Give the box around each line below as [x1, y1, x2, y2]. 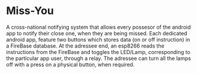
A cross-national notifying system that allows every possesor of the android [6, 23, 191, 31]
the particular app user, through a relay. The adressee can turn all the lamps [6, 55, 191, 62]
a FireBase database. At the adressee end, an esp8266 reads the [6, 42, 164, 49]
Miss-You [6, 4, 54, 18]
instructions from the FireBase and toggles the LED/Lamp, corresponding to [6, 48, 190, 55]
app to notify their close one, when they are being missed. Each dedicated [6, 29, 188, 36]
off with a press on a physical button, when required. [6, 60, 135, 68]
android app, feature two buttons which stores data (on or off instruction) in [6, 36, 190, 43]
